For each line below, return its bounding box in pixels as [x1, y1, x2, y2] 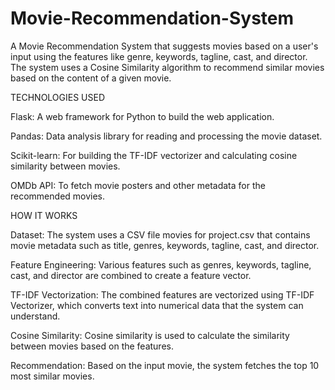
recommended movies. [10, 190, 106, 202]
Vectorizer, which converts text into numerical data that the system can [10, 299, 304, 311]
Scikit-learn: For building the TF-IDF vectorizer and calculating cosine [10, 149, 298, 161]
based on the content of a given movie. [10, 72, 172, 84]
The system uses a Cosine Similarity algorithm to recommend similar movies [10, 61, 325, 73]
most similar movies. [10, 370, 95, 382]
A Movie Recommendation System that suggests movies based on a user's [10, 40, 319, 52]
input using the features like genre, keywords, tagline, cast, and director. [10, 50, 308, 62]
